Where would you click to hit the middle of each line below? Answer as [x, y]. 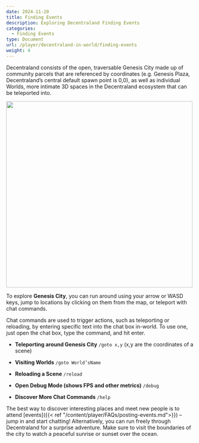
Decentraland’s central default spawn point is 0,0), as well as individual [93, 80]
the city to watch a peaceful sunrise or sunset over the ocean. [82, 433]
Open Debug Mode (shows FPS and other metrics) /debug [87, 385]
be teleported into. [29, 92]
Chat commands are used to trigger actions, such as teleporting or [88, 320]
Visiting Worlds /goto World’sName [58, 362]
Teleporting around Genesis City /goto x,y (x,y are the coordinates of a [104, 344]
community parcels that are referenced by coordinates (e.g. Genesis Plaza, [98, 74]
